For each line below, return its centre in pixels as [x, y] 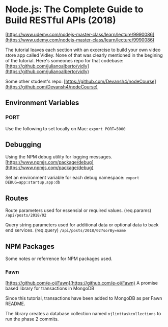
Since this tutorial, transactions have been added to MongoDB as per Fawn [84, 298]
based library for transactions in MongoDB [50, 288]
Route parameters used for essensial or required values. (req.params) [78, 211]
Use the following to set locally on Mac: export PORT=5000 [65, 128]
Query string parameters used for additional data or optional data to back [82, 225]
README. [15, 304]
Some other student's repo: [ [35, 81]
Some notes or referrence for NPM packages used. [59, 259]
